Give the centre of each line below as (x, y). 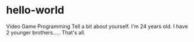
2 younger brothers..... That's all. (46, 32)
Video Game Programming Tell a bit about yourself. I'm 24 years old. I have (97, 26)
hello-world (35, 10)
